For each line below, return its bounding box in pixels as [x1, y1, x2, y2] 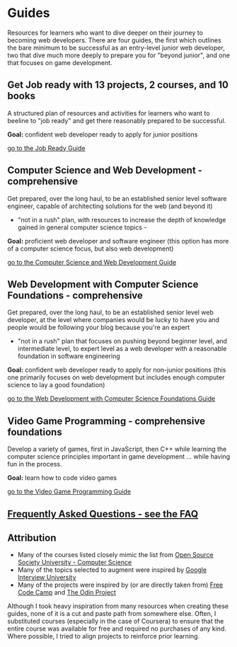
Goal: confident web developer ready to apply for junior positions [7, 130, 198, 139]
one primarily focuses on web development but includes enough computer [7, 373, 225, 382]
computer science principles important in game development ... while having [7, 452, 231, 461]
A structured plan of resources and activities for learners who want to [7, 108, 210, 118]
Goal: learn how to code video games [7, 474, 117, 482]
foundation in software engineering [17, 352, 120, 360]
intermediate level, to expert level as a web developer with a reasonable [17, 345, 227, 353]
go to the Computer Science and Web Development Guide [7, 258, 177, 266]
